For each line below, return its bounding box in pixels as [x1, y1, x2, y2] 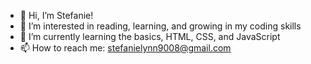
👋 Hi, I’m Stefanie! [19, 10, 94, 21]
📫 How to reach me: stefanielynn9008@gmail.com [19, 42, 232, 54]
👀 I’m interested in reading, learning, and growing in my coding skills [19, 20, 302, 32]
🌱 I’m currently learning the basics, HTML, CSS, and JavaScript [19, 31, 281, 42]
